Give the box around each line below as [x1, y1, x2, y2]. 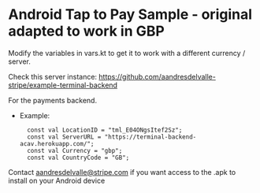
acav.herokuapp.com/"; [19, 139, 95, 147]
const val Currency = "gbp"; [27, 147, 123, 154]
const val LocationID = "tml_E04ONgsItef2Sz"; [27, 126, 183, 134]
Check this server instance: [8, 72, 97, 81]
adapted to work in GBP [8, 22, 165, 40]
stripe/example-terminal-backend [8, 80, 118, 90]
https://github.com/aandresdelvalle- [98, 72, 217, 81]
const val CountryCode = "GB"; [27, 154, 130, 161]
